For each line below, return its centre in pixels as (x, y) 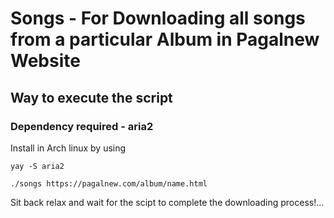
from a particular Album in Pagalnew (165, 39)
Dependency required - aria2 (82, 126)
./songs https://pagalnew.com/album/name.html (109, 183)
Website (45, 61)
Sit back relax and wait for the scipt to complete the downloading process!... (167, 202)
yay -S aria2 (37, 166)
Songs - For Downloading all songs (158, 18)
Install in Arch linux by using (68, 148)
